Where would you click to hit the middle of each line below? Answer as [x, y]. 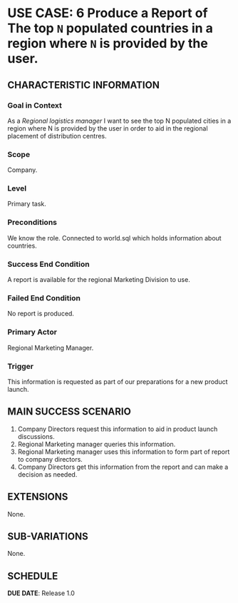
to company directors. [50, 459]
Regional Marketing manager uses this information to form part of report [124, 452]
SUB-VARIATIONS [48, 536]
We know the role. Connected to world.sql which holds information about [115, 238]
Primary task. [27, 204]
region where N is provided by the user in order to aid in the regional [108, 128]
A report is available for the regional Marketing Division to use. [99, 280]
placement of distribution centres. [57, 136]
